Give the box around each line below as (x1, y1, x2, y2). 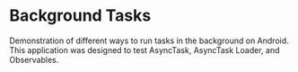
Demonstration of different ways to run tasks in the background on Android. (9, 35, 289, 46)
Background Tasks (9, 5, 152, 26)
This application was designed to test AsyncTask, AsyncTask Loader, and (9, 44, 280, 55)
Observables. (9, 54, 59, 65)
